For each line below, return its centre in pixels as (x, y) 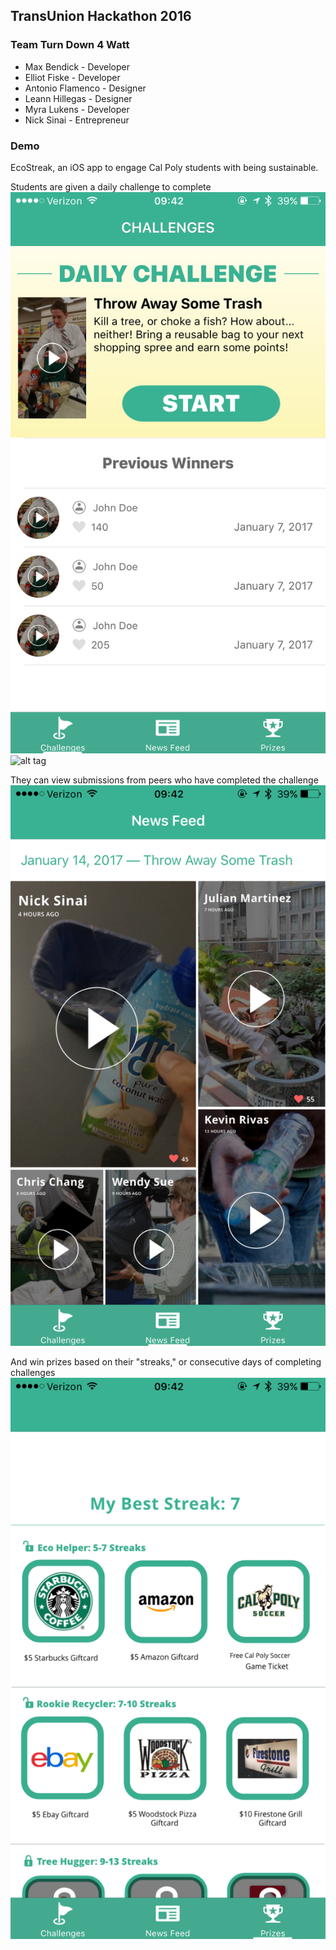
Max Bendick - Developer (77, 66)
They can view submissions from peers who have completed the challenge (164, 780)
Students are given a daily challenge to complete (111, 186)
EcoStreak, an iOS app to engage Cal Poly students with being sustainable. (164, 167)
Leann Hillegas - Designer (78, 98)
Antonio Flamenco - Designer (85, 88)
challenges (33, 1373)
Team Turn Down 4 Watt (70, 45)
